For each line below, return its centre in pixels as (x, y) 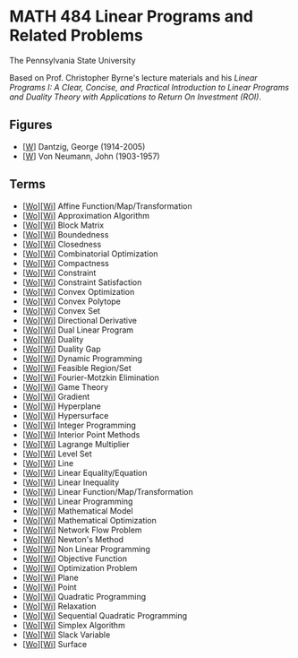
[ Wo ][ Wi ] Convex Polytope (71, 301)
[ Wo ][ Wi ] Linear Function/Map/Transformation (108, 491)
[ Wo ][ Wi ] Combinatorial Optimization (90, 254)
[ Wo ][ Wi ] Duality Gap (61, 349)
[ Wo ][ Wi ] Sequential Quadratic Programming (105, 615)
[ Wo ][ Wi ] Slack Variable (66, 635)
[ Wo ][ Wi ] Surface (55, 644)
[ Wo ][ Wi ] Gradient (56, 396)
